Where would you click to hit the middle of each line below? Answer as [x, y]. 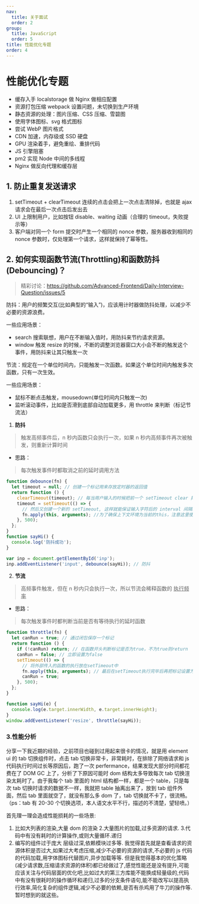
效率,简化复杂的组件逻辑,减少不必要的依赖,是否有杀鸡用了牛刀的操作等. [106, 887]
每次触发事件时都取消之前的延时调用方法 [70, 470]
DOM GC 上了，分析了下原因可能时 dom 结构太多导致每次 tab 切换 [104, 773]
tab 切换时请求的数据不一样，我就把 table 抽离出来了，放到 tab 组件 [95, 788]
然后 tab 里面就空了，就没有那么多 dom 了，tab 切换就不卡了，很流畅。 [103, 795]
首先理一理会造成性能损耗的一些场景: [51, 815]
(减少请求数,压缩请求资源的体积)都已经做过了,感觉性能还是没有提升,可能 [102, 865]
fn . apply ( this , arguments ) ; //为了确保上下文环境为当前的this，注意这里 [105, 515]
